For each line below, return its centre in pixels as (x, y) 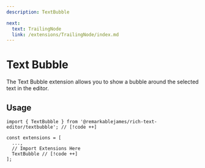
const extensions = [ (34, 138)
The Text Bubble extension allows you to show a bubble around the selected (102, 82)
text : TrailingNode (37, 29)
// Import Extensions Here (46, 148)
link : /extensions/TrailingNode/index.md (65, 34)
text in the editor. (28, 88)
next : (13, 23)
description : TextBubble (38, 12)
